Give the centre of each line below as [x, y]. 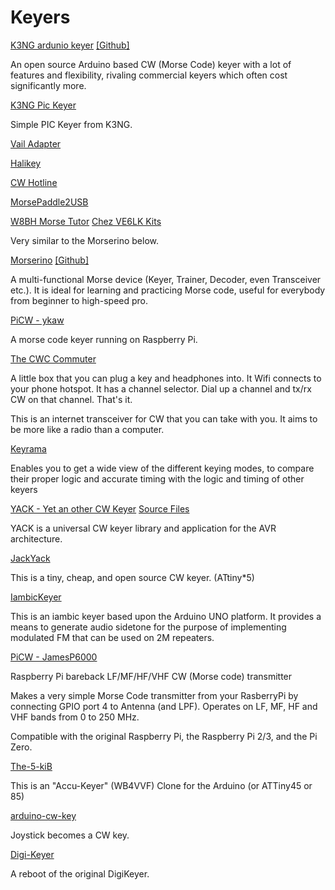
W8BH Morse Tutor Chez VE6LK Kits [86, 221]
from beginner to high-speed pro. [79, 300]
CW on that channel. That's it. [71, 399]
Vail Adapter [36, 143]
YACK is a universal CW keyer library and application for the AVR [143, 528]
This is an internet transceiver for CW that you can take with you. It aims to [164, 418]
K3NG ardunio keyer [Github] [70, 45]
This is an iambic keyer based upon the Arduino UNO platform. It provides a [166, 616]
